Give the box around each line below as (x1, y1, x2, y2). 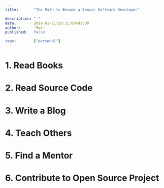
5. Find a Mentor (5, 150, 73, 161)
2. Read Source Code (5, 82, 93, 94)
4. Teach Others (5, 127, 72, 138)
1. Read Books (5, 60, 63, 71)
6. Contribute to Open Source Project (5, 173, 159, 184)
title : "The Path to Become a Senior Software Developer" (5, 7, 140, 12)
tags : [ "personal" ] (5, 39, 61, 44)
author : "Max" (5, 25, 45, 30)
